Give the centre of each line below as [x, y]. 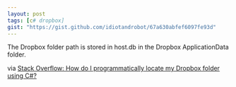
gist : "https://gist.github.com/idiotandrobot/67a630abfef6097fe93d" [112, 27]
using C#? [22, 76]
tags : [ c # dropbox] [36, 21]
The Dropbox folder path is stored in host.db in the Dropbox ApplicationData [118, 47]
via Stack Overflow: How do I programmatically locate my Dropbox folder [114, 69]
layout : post [26, 14]
